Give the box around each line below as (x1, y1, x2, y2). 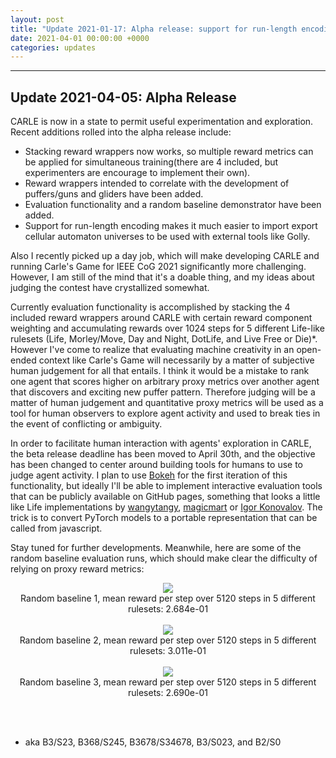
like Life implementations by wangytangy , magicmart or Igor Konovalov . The (10, 501, 323, 513)
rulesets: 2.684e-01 (127, 603, 209, 615)
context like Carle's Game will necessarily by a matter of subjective (38, 354, 315, 366)
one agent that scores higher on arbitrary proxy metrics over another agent (10, 376, 320, 388)
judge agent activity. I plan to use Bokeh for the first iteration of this (10, 469, 288, 481)
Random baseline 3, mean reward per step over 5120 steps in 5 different (19, 676, 317, 688)
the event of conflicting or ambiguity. (10, 418, 163, 430)
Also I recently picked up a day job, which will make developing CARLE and (10, 250, 320, 262)
